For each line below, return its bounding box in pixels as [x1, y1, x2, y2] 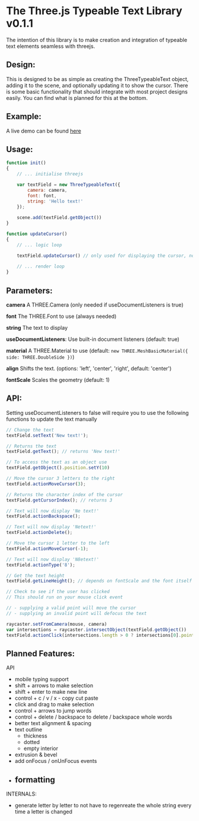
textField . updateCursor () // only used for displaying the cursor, [17, 253, 187, 259]
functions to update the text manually [6, 416, 98, 423]
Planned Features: [6, 648, 75, 658]
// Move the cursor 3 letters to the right [6, 475, 115, 481]
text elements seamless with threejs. [6, 43, 95, 50]
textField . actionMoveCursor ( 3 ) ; [6, 481, 86, 487]
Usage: [6, 144, 34, 154]
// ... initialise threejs [17, 171, 84, 177]
